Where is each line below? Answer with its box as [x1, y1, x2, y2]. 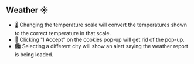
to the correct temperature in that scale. [14, 29, 111, 36]
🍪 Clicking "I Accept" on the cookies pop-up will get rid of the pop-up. [14, 36, 185, 43]
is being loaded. [14, 50, 54, 58]
